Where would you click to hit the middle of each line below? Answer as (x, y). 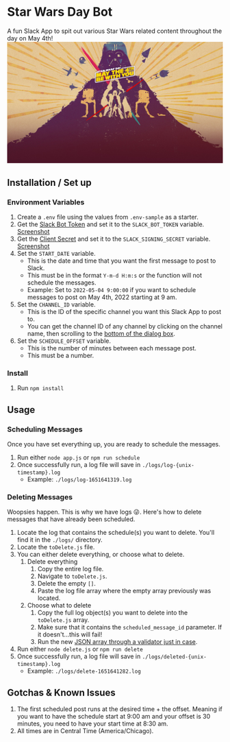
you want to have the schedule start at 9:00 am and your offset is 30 (114, 717)
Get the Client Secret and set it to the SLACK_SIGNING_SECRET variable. (114, 239)
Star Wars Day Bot (60, 12)
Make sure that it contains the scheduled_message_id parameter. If (130, 627)
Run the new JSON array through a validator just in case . (117, 642)
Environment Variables (46, 202)
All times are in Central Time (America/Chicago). (85, 731)
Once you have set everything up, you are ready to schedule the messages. (114, 444)
